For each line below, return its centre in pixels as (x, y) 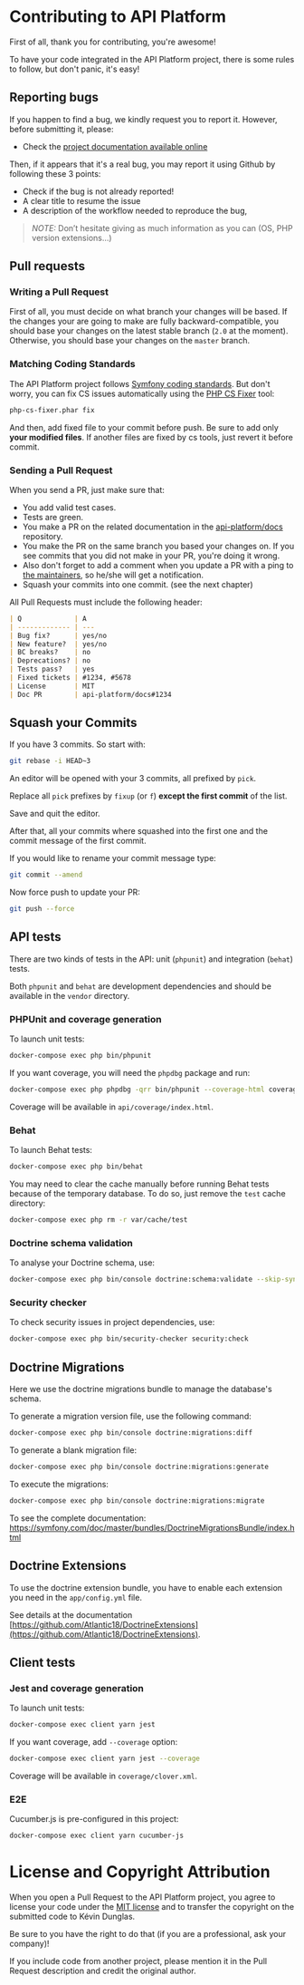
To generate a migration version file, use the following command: (130, 1417)
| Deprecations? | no (50, 661)
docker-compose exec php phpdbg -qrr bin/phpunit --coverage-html (137, 1089)
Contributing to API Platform (118, 17)
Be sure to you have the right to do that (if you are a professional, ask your (148, 1934)
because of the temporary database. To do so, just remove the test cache (148, 1194)
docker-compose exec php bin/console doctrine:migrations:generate (139, 1467)
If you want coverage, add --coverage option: (94, 1742)
